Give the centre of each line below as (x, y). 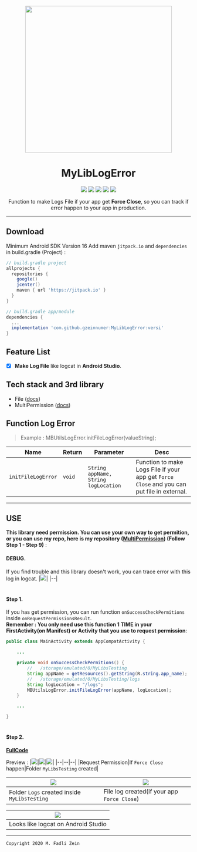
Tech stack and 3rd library (55, 385)
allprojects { (23, 268)
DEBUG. (16, 559)
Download (25, 232)
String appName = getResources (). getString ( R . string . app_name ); (107, 674)
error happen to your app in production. (98, 208)
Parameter (109, 452)
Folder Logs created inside (45, 792)
